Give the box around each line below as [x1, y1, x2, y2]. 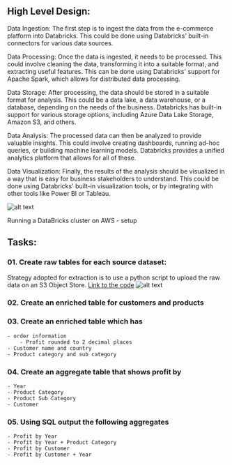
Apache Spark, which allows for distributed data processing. [7, 75, 181, 83]
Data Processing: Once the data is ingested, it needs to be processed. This [7, 52, 222, 61]
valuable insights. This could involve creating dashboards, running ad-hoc [7, 139, 220, 147]
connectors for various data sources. [7, 38, 114, 47]
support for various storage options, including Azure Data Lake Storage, [7, 110, 214, 119]
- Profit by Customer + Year [7, 451, 92, 459]
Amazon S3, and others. [7, 118, 77, 126]
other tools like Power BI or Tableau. [7, 189, 111, 197]
